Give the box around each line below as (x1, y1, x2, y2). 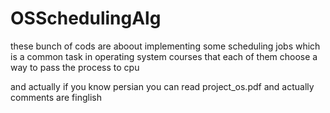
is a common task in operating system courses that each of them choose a (10, 50, 318, 62)
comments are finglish (10, 91, 103, 103)
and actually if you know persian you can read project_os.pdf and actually (10, 80, 315, 92)
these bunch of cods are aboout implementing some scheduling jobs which (10, 40, 321, 52)
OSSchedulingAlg (10, 7, 162, 30)
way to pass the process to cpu (10, 61, 140, 73)
